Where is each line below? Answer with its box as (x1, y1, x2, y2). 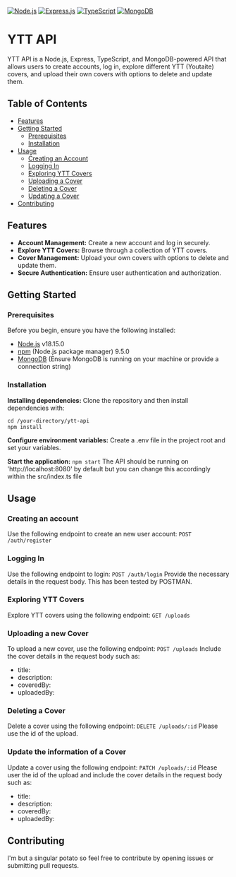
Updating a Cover (27, 192, 80, 200)
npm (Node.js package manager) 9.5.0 (17, 347, 130, 356)
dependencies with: (7, 404, 65, 412)
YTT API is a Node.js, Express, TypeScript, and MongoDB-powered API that (7, 54, 227, 63)
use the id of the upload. (7, 729, 79, 738)
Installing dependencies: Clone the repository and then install (7, 396, 189, 404)
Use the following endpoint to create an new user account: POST (7, 530, 192, 538)
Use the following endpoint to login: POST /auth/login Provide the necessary (7, 570, 230, 578)
